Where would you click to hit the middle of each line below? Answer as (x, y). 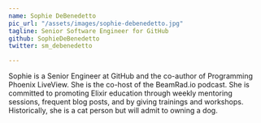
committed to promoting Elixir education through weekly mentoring (121, 93)
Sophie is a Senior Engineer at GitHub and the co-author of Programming (131, 76)
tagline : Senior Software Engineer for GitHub (89, 31)
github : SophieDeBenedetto (54, 38)
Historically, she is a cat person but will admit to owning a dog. (113, 111)
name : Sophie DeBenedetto (52, 16)
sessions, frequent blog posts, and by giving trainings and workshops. (126, 102)
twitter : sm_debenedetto (50, 46)
